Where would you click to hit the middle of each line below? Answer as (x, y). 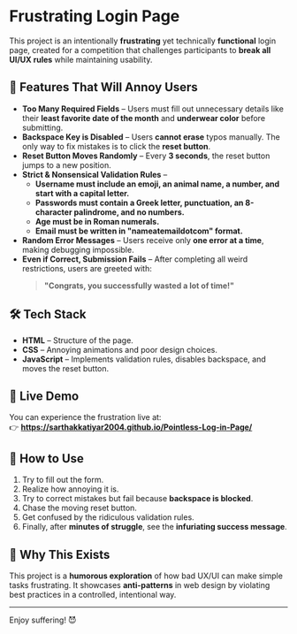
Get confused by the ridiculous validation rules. (108, 517)
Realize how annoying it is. (70, 489)
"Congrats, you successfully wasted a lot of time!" (139, 286)
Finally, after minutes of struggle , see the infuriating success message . (154, 527)
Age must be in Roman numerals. (97, 221)
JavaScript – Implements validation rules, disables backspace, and (144, 359)
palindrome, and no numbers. (129, 212)
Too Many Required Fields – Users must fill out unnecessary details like (153, 109)
